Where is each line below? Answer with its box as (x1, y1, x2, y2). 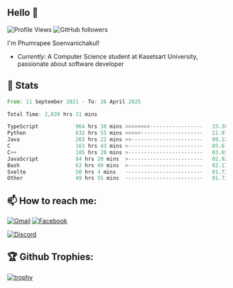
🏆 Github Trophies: (7, 251, 94, 263)
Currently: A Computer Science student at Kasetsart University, (17, 52, 198, 60)
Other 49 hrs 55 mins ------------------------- (7, 175, 203, 182)
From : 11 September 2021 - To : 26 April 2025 (7, 98, 141, 105)
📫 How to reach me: (7, 195, 97, 207)
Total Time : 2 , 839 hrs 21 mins (7, 110, 98, 118)
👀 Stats (7, 80, 39, 92)
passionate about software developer (17, 60, 124, 68)
